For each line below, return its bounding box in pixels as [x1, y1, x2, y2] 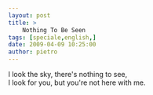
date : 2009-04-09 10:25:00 [8, 41, 97, 49]
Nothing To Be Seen [22, 26, 86, 34]
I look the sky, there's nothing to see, [8, 70, 128, 79]
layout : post [8, 11, 51, 20]
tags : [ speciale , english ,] [8, 33, 97, 42]
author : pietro [8, 48, 58, 56]
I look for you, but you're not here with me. [8, 78, 146, 87]
